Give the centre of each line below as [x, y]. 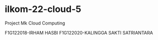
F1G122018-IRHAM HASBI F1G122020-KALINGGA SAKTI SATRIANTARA [79, 32]
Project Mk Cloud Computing [35, 23]
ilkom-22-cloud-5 [43, 9]
